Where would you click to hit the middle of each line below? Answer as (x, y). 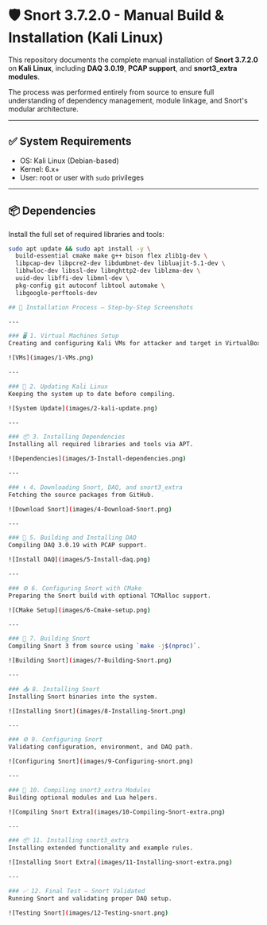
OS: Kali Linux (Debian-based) (69, 161)
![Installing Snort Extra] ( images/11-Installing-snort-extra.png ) (120, 863)
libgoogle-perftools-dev (56, 293)
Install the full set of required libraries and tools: (86, 234)
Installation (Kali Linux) (86, 38)
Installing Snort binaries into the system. (83, 697)
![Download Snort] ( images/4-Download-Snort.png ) (90, 509)
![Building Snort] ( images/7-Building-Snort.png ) (90, 661)
